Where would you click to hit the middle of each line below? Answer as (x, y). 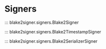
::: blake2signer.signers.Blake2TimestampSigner (53, 32)
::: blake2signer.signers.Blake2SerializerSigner (51, 41)
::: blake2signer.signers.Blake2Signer (42, 22)
